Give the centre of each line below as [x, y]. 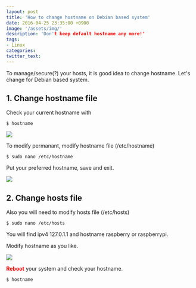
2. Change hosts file [44, 198]
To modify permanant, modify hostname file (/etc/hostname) [80, 146]
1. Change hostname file [52, 98]
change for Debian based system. [48, 79]
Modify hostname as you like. [42, 246]
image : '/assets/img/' [34, 28]
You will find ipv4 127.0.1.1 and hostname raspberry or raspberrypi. [87, 234]
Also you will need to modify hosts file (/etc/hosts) [68, 212]
